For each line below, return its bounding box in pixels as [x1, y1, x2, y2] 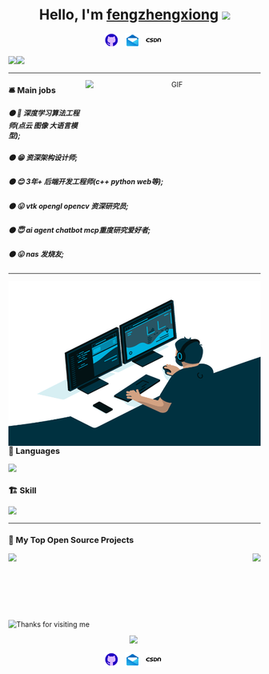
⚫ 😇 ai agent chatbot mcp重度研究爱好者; [8, 225, 151, 235]
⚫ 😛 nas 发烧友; [8, 250, 64, 259]
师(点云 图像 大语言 [8, 121, 70, 130]
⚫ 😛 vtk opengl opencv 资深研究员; [8, 201, 129, 211]
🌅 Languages [8, 445, 60, 456]
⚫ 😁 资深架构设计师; [8, 152, 78, 162]
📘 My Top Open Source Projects [8, 535, 134, 546]
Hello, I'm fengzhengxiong [38, 6, 219, 24]
